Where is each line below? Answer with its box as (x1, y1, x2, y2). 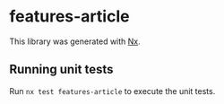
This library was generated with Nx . (9, 36, 141, 47)
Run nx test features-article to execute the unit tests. (9, 85, 216, 96)
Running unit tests (9, 62, 114, 77)
